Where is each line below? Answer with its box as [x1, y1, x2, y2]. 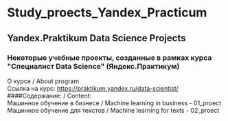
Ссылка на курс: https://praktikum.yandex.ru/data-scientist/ [7, 84, 179, 92]
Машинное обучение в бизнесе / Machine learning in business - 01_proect [7, 98, 222, 107]
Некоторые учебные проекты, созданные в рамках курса [7, 53, 212, 63]
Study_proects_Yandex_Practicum [7, 5, 207, 21]
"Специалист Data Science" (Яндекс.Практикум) [7, 61, 180, 71]
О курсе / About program [7, 77, 80, 85]
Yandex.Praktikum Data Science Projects [7, 32, 186, 44]
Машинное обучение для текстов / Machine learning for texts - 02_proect [7, 106, 220, 114]
